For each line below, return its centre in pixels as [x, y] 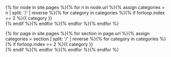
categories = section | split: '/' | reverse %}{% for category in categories [82, 39]
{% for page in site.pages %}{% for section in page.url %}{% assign [78, 33]
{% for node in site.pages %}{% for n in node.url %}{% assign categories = [85, 7]
